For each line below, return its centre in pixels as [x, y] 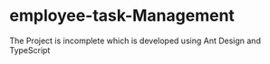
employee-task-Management [122, 16]
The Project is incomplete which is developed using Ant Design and [135, 41]
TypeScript [30, 50]
